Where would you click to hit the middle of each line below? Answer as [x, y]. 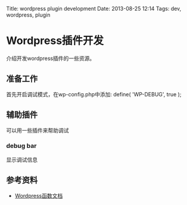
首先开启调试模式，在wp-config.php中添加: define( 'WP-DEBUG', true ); [94, 94]
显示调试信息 [22, 159]
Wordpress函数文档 [39, 195]
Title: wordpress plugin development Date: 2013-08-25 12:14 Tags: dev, [94, 9]
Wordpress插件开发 [55, 41]
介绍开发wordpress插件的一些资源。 [51, 58]
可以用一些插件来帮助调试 [38, 130]
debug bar [21, 146]
